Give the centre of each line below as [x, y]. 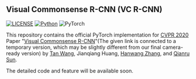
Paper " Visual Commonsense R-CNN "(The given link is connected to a [91, 41]
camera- [173, 47]
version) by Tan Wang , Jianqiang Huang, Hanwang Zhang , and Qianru [106, 53]
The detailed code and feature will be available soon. [70, 71]
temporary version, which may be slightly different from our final [84, 47]
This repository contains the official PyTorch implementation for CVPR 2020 [97, 35]
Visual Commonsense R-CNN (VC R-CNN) [84, 10]
